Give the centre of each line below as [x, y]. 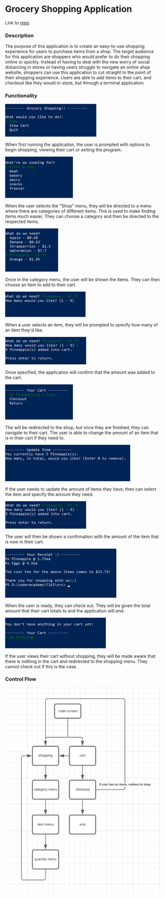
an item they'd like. [24, 330]
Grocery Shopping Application [68, 9]
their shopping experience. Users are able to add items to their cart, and [78, 78]
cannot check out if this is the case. [41, 666]
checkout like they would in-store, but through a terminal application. [75, 83]
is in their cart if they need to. [35, 438]
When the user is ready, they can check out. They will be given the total [78, 606]
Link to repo [17, 23]
